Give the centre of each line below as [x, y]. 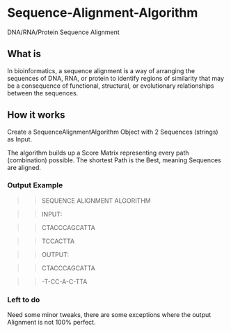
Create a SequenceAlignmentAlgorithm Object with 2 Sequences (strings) [113, 132]
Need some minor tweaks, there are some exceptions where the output [109, 315]
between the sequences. [43, 93]
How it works [36, 115]
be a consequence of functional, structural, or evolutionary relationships [111, 86]
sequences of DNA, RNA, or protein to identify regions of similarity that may [116, 78]
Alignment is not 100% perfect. [51, 323]
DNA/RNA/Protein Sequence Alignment [63, 32]
